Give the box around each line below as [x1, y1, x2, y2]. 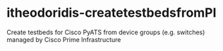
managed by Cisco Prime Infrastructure [6, 35, 121, 43]
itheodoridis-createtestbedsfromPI [6, 5, 217, 21]
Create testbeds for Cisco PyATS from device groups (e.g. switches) [6, 28, 205, 36]
